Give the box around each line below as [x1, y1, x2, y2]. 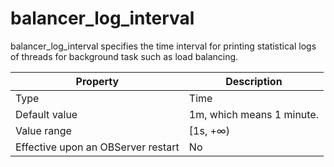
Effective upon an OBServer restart [15, 140, 180, 154]
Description [225, 74, 283, 88]
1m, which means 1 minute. [188, 107, 319, 121]
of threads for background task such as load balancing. [10, 50, 239, 62]
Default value [15, 107, 78, 121]
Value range [15, 123, 72, 137]
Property [75, 74, 120, 88]
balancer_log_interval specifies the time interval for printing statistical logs [10, 40, 317, 52]
